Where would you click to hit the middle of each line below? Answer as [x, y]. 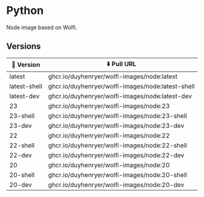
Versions [24, 46]
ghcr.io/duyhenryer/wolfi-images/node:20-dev [116, 184]
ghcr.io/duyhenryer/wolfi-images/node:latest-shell [121, 86]
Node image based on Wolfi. [42, 27]
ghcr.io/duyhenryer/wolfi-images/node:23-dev [116, 125]
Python [25, 11]
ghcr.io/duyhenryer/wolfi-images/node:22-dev [116, 155]
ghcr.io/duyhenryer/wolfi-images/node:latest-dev [120, 96]
